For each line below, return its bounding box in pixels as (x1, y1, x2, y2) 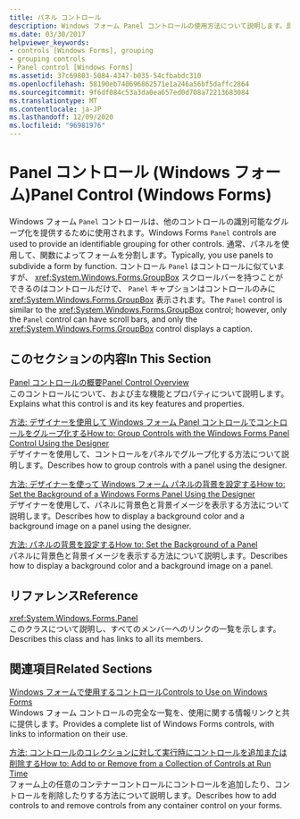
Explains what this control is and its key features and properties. (9, 398, 245, 409)
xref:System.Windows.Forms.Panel (9, 612, 138, 623)
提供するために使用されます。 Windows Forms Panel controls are (39, 227, 277, 238)
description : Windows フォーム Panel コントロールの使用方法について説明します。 (9, 21, 287, 30)
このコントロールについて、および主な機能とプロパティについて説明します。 (9, 388, 289, 399)
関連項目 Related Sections (9, 661, 153, 676)
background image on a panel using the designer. (9, 520, 192, 531)
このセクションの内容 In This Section (9, 351, 212, 367)
